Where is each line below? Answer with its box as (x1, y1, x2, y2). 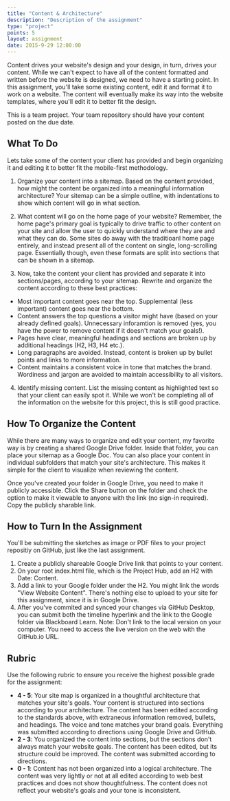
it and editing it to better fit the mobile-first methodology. (7, 163, 168, 172)
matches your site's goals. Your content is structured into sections (16, 699, 205, 707)
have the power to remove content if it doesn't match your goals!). (16, 326, 205, 334)
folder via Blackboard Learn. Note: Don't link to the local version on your (16, 618, 222, 626)
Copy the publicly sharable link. (7, 501, 96, 509)
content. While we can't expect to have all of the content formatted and (7, 68, 209, 76)
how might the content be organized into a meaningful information (16, 184, 205, 193)
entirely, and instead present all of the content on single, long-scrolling (16, 241, 218, 250)
